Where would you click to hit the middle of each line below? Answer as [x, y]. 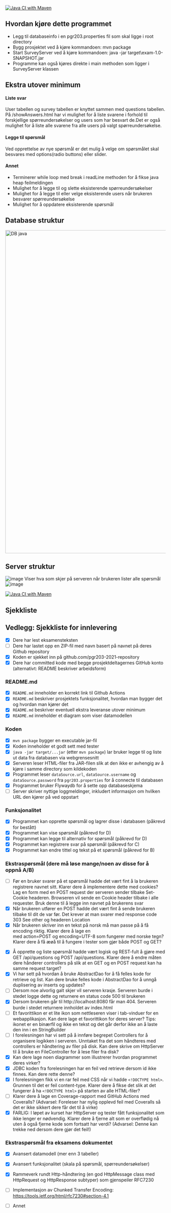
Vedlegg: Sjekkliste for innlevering [61, 628]
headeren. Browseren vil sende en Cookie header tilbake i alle [94, 898]
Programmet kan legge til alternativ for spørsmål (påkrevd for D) [80, 838]
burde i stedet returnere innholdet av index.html [63, 1007]
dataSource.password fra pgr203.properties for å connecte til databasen [88, 780]
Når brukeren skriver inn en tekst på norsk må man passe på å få [81, 925]
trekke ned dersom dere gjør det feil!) [52, 1129]
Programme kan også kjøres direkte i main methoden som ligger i [81, 63]
